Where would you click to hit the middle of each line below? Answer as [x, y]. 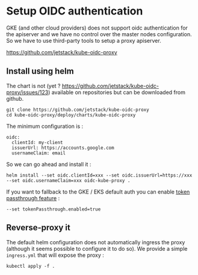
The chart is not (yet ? [33, 86]
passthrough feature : [33, 198]
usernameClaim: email [39, 153]
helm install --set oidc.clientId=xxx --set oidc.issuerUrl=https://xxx [99, 175]
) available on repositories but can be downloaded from [116, 92]
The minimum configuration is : [45, 126]
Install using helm [40, 71]
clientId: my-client [37, 142]
